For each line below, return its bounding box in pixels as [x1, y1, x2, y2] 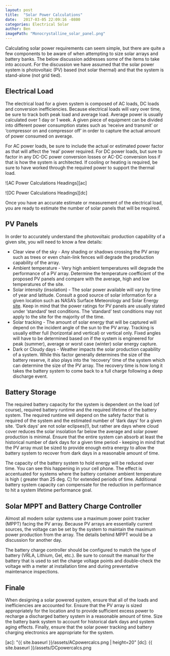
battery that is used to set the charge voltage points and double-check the [5, 558, 161, 564]
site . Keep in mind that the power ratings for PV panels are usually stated [12, 303, 165, 309]
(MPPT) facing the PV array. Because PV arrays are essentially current [5, 521, 153, 527]
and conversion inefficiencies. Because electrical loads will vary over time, [5, 106, 161, 112]
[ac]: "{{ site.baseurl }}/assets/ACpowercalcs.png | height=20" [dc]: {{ [5, 639, 153, 645]
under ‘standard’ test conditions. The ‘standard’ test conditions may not [12, 308, 162, 314]
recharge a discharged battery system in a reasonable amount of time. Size [5, 613, 163, 619]
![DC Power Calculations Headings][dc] [5, 190, 88, 196]
